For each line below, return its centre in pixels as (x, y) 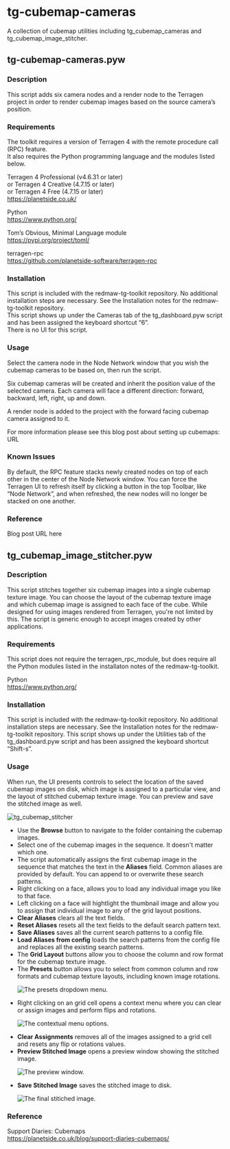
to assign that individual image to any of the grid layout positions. (109, 910)
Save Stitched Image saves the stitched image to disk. (94, 1085)
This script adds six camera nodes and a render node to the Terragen (105, 94)
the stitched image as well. (45, 804)
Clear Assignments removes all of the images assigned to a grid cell (114, 1036)
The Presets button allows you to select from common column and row (117, 968)
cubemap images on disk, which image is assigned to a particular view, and (114, 789)
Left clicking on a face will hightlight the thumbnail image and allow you (118, 903)
